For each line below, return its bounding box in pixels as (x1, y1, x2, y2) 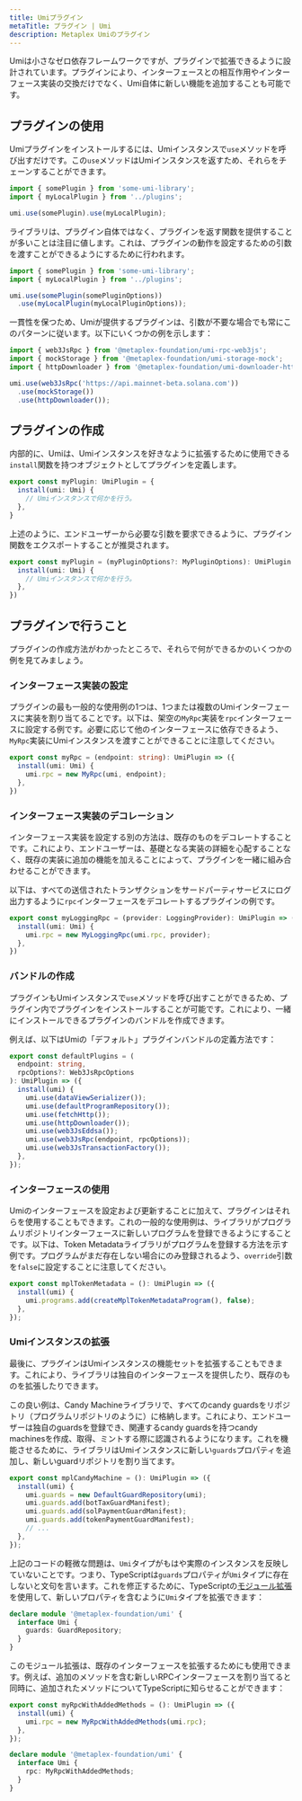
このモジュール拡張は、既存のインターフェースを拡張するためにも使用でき (9, 1660, 284, 1672)
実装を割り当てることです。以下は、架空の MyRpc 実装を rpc (24, 713, 238, 723)
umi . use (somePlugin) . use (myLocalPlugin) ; (9, 208, 167, 217)
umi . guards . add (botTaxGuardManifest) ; (25, 1498, 171, 1508)
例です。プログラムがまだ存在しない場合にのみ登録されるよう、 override (9, 1250, 277, 1261)
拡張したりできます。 (24, 1380, 103, 1391)
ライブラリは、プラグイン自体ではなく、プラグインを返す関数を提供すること (9, 226, 293, 236)
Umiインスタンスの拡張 (9, 1335, 110, 1348)
